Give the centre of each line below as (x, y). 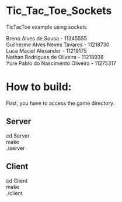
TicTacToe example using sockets (47, 27)
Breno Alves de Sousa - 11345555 (47, 38)
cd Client (17, 180)
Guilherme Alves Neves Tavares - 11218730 (58, 44)
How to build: (39, 87)
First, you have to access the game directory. (60, 103)
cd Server (18, 135)
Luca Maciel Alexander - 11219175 (46, 50)
